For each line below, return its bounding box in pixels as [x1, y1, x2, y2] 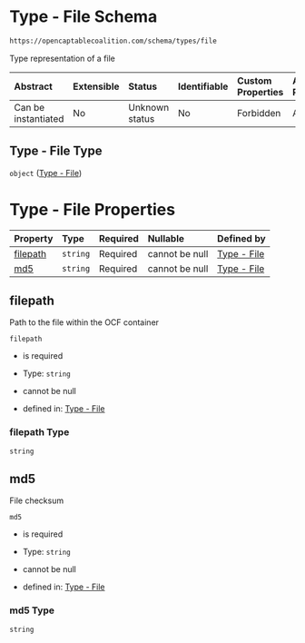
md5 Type [9, 604, 55, 617]
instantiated [14, 112, 64, 124]
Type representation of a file [9, 53, 116, 64]
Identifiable [177, 80, 229, 93]
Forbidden [237, 106, 281, 119]
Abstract [14, 80, 53, 93]
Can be [14, 101, 45, 114]
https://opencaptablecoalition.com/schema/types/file [9, 36, 218, 45]
